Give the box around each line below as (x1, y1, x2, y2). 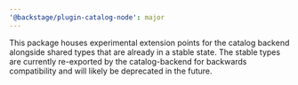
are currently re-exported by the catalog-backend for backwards (9, 56, 247, 66)
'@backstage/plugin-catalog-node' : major (9, 12, 165, 22)
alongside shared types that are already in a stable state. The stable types (9, 46, 281, 58)
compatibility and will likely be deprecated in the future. (9, 66, 213, 76)
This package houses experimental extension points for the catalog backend (9, 37, 290, 48)
